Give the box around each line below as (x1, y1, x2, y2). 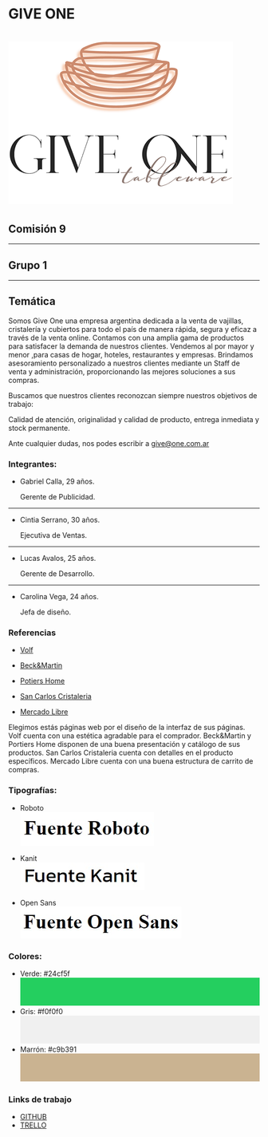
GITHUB (19, 1112, 48, 1122)
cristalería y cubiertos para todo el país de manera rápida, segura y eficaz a (8, 324, 258, 334)
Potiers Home (19, 676, 65, 686)
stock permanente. (8, 423, 70, 432)
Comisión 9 (8, 222, 66, 235)
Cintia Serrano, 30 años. (19, 515, 100, 525)
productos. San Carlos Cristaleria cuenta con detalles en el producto (8, 748, 234, 758)
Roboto (19, 803, 44, 812)
